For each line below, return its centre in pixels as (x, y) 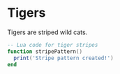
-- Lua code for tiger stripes (53, 45)
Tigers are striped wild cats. (47, 32)
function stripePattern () (45, 51)
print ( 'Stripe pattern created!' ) (63, 58)
